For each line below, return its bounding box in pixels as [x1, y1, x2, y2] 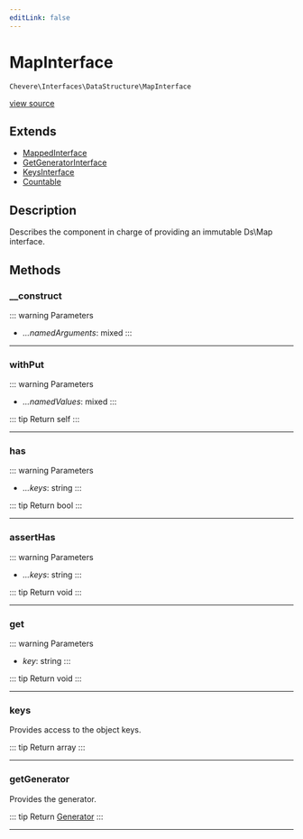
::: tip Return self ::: [9, 414, 80, 425]
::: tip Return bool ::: [9, 500, 83, 511]
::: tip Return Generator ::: [9, 811, 104, 822]
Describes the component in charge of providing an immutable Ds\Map [9, 226, 273, 237]
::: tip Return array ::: [9, 742, 86, 753]
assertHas [9, 531, 56, 544]
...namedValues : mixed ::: [22, 396, 117, 407]
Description [9, 202, 77, 217]
